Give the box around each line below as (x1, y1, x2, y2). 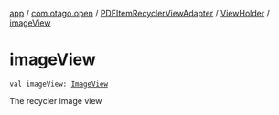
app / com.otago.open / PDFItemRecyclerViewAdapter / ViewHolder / (9, 8, 270, 18)
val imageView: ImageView (9, 79, 108, 89)
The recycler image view (9, 95, 102, 106)
